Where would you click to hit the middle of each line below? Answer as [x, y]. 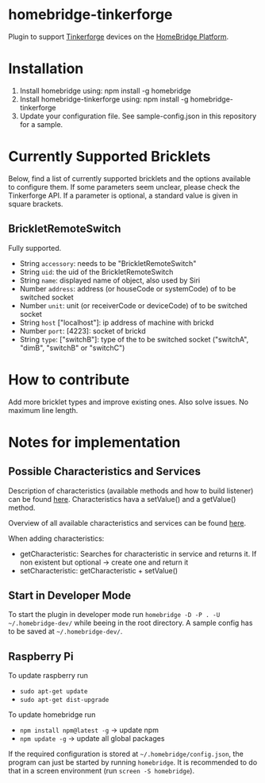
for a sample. [41, 124]
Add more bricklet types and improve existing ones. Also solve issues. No [129, 402]
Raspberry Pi [41, 656]
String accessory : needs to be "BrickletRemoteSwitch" [108, 263]
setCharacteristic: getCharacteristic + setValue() [99, 570]
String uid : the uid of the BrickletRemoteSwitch [96, 272]
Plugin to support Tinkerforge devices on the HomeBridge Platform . [119, 37]
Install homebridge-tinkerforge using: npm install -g [104, 99]
